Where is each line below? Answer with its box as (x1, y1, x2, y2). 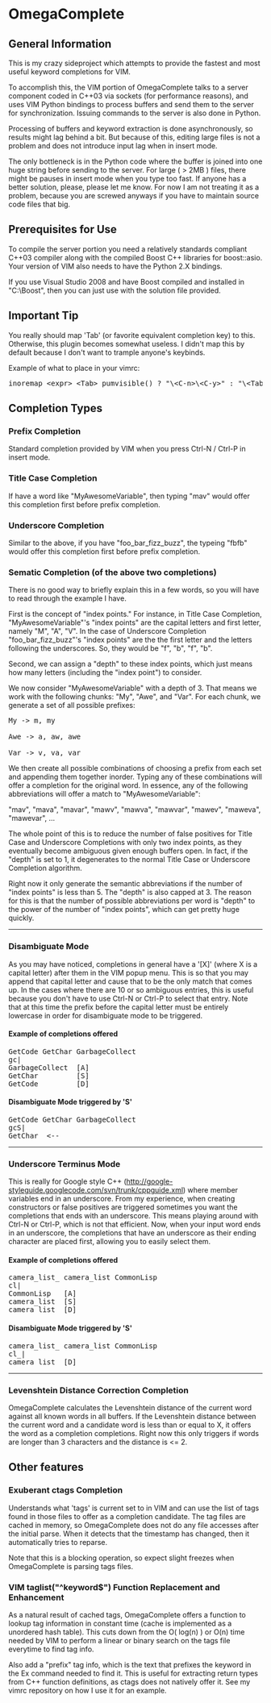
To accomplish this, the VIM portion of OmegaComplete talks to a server (8, 82, 248, 92)
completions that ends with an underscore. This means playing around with (8, 1211, 259, 1221)
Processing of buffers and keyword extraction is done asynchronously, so (8, 124, 253, 133)
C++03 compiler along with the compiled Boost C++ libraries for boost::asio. (8, 252, 263, 262)
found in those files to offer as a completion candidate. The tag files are (8, 1511, 246, 1521)
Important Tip (8, 309, 79, 323)
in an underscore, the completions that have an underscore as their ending (8, 1228, 256, 1238)
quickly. (8, 913, 35, 923)
